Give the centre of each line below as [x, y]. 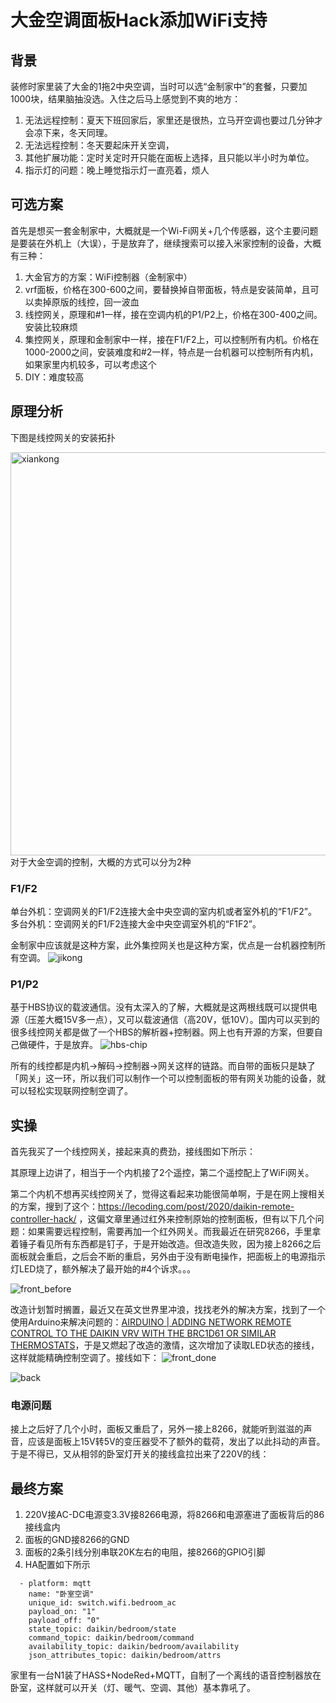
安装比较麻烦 [51, 327]
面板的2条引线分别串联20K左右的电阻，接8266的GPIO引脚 [145, 1552]
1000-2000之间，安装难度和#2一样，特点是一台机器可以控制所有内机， [171, 352]
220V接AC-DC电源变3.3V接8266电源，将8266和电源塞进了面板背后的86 [174, 1515]
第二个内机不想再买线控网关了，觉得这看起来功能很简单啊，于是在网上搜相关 [168, 1194]
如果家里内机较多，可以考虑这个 [90, 364]
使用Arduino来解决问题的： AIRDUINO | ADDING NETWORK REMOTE [151, 1322]
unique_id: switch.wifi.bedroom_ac [102, 1603]
